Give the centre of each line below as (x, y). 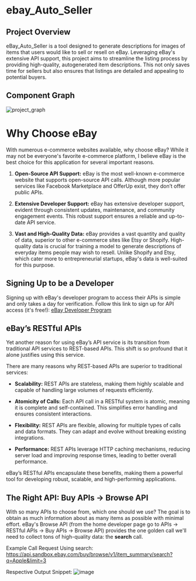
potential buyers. (26, 77)
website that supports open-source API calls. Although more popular (97, 180)
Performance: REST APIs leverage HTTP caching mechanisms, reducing (102, 449)
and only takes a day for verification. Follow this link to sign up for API (90, 303)
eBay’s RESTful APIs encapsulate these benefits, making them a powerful (94, 473)
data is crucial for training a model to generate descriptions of (106, 246)
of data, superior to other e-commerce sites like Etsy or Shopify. (92, 240)
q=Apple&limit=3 (26, 560)
